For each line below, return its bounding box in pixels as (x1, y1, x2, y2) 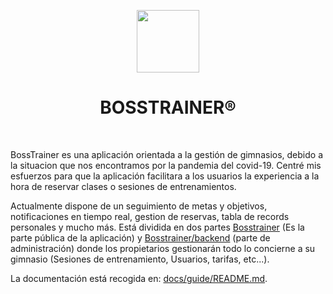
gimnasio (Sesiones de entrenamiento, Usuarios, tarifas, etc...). (10, 253, 270, 265)
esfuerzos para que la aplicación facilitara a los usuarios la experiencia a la (10, 170, 320, 182)
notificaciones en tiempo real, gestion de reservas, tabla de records (10, 210, 290, 222)
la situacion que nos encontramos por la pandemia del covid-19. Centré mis (10, 159, 322, 171)
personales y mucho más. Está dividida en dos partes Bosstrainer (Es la (10, 221, 305, 233)
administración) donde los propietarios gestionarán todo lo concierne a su (10, 242, 316, 254)
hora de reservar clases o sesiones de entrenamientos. (10, 180, 237, 192)
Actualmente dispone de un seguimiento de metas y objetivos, (10, 200, 268, 212)
